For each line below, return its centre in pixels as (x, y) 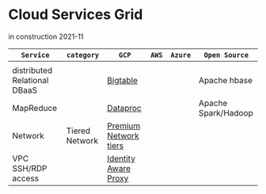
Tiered (78, 131)
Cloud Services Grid (76, 15)
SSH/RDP (30, 168)
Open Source (226, 55)
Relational (30, 80)
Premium (123, 126)
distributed (32, 70)
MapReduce (35, 108)
